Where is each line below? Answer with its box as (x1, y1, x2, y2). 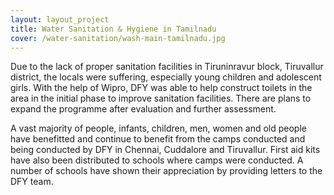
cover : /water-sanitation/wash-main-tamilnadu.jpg (10, 33, 226, 43)
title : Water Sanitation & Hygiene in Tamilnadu (10, 24, 217, 34)
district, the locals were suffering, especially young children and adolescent (10, 71, 322, 83)
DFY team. (10, 176, 54, 188)
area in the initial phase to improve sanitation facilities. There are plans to (10, 92, 312, 105)
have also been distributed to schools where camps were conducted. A (10, 154, 304, 166)
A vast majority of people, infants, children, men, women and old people (10, 122, 307, 135)
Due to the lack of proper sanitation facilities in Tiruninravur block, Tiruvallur (10, 61, 324, 73)
